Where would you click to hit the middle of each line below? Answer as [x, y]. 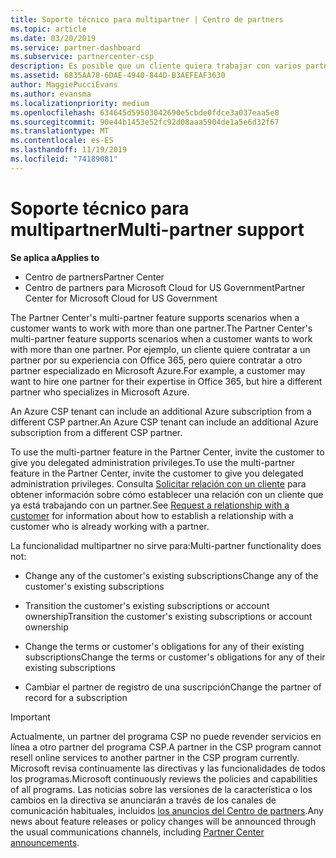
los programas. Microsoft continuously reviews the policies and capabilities [164, 778]
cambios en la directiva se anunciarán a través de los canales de [143, 800]
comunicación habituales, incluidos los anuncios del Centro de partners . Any [167, 810]
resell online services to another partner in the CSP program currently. [155, 757]
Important [30, 717]
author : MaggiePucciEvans [64, 85]
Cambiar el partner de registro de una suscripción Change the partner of [173, 687]
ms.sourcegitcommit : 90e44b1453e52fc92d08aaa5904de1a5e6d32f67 [145, 122]
